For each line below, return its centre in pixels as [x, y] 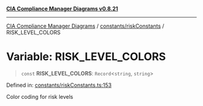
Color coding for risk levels [40, 96]
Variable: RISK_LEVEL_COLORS [86, 57]
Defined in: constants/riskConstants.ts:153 [59, 85]
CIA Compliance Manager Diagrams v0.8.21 [62, 9]
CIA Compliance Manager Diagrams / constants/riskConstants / [85, 26]
